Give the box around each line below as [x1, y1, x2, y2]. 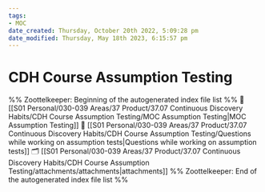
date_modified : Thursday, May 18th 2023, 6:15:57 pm [8, 34, 188, 42]
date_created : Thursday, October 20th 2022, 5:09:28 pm [8, 26, 199, 34]
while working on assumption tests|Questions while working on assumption [8, 138, 258, 147]
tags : [8, 11, 26, 20]
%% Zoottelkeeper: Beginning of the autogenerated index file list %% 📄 [8, 95, 245, 105]
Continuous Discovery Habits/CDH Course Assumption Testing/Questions [8, 129, 251, 138]
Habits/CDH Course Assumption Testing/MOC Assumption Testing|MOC [8, 112, 247, 122]
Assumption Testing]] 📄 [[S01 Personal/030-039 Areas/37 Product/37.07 [8, 121, 247, 130]
